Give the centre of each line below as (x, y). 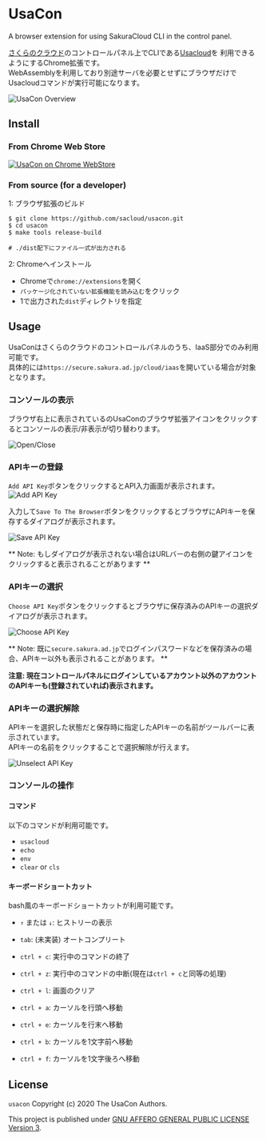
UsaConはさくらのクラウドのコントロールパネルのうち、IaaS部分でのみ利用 (134, 347)
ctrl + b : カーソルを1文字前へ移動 (76, 1041)
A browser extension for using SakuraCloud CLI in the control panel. (120, 36)
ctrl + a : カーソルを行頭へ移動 (71, 1008)
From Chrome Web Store (57, 147)
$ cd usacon (28, 225)
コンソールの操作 (41, 785)
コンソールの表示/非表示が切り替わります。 (93, 429)
